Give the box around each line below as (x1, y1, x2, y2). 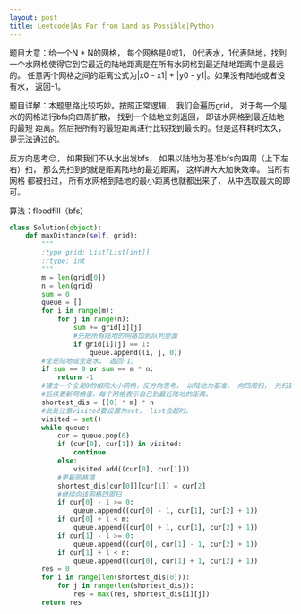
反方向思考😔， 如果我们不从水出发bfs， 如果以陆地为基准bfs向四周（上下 (9, 152, 281, 163)
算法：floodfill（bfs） (9, 205, 89, 216)
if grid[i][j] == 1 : (73, 340, 150, 349)
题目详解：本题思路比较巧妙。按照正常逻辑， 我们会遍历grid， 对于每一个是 (9, 99, 288, 110)
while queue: (41, 423, 90, 432)
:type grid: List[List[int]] (41, 248, 150, 257)
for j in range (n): (56, 315, 130, 324)
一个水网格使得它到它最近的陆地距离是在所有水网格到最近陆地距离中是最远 (9, 58, 284, 69)
